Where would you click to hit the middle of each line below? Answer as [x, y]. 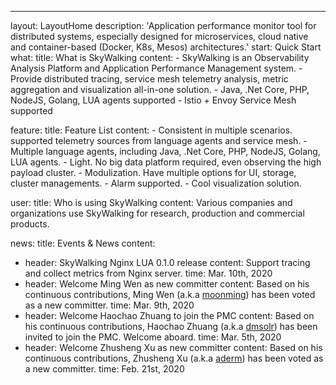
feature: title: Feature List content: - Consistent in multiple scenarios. [151, 130]
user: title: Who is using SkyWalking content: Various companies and [151, 202]
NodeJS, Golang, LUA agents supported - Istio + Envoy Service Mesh [153, 100]
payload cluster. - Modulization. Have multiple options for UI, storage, [153, 172]
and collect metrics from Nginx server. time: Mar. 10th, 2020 [148, 273]
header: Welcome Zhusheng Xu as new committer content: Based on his [173, 347]
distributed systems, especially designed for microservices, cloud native [159, 36]
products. [30, 224]
